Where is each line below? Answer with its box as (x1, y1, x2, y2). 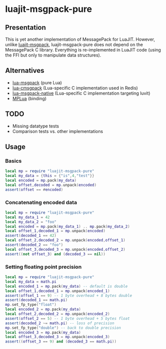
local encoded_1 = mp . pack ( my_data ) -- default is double (5, 284, 128, 289)
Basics (5, 157, 22, 164)
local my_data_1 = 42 (5, 215, 50, 220)
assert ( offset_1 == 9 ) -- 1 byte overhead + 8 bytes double (5, 293, 133, 298)
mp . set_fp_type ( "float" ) (5, 302, 57, 307)
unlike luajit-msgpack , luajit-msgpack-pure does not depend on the (5, 42, 143, 48)
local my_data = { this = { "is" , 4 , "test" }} (5, 174, 94, 178)
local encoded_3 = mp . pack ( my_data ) (5, 330, 81, 335)
